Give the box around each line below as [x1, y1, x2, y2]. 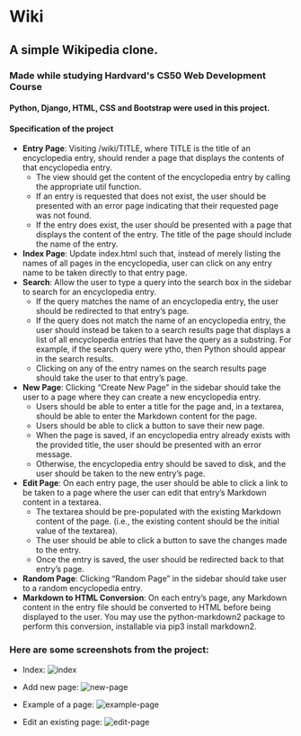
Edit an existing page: [22, 716, 103, 727]
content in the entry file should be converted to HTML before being [22, 602, 271, 613]
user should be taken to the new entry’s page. [35, 468, 206, 479]
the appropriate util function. [35, 182, 142, 193]
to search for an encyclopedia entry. [22, 286, 157, 298]
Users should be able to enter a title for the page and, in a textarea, [35, 401, 285, 412]
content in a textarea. [22, 497, 102, 507]
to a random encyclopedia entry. [22, 583, 143, 594]
